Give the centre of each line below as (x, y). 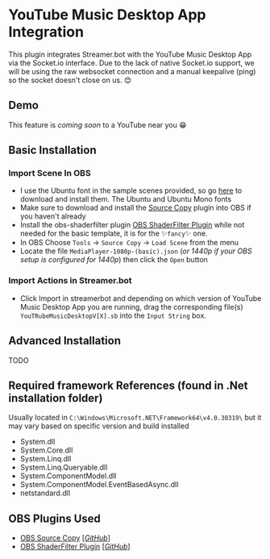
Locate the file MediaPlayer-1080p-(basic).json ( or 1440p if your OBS (136, 251)
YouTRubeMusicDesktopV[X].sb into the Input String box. (113, 315)
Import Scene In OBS (50, 173)
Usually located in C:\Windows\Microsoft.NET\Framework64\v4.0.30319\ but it (135, 418)
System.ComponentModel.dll (68, 476)
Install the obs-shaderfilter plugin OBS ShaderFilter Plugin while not (132, 225)
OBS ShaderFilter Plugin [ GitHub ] (75, 547)
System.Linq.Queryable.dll (64, 467)
